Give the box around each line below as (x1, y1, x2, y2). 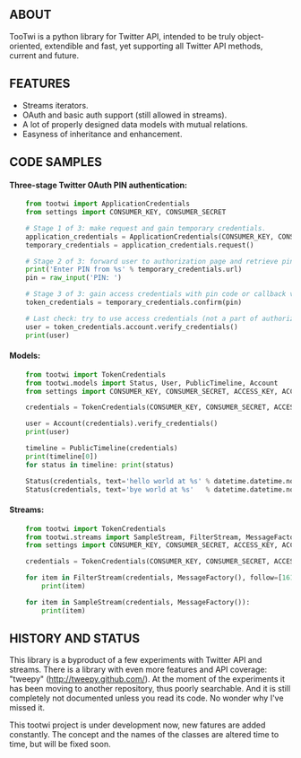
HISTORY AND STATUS (9, 632, 141, 647)
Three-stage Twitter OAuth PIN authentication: (9, 179, 188, 190)
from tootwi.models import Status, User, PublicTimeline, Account (25, 379, 279, 388)
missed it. (9, 702, 46, 713)
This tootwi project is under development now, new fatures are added (9, 719, 266, 730)
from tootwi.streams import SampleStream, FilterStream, (25, 533, 243, 542)
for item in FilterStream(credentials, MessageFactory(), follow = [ (25, 573, 282, 582)
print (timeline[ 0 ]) (25, 452, 99, 461)
